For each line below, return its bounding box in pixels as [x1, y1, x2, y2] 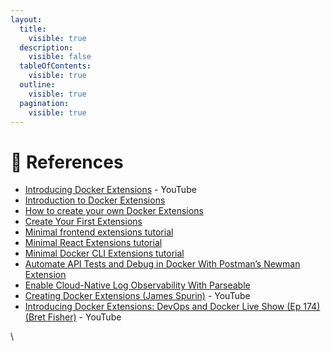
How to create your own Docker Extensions [24, 205, 204, 217]
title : [19, 24, 47, 34]
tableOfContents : [19, 61, 92, 71]
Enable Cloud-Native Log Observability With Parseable [24, 279, 251, 291]
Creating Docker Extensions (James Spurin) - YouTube [24, 290, 251, 302]
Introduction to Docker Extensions [24, 194, 166, 206]
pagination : [19, 98, 70, 108]
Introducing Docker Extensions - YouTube [24, 184, 197, 196]
